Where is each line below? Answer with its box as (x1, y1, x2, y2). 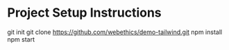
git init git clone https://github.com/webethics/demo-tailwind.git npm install (7, 28, 223, 36)
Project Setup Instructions (7, 5, 162, 21)
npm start (7, 35, 35, 43)
